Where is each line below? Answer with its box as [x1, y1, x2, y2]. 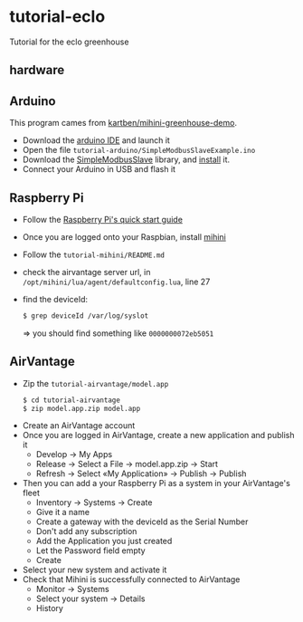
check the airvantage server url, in [22, 266, 151, 277]
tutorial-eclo [9, 6, 106, 27]
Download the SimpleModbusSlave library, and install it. [22, 154, 231, 165]
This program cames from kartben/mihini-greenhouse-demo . [9, 118, 238, 129]
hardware [9, 62, 65, 78]
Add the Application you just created [35, 536, 173, 547]
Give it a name [35, 507, 90, 518]
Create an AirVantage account [22, 420, 136, 431]
